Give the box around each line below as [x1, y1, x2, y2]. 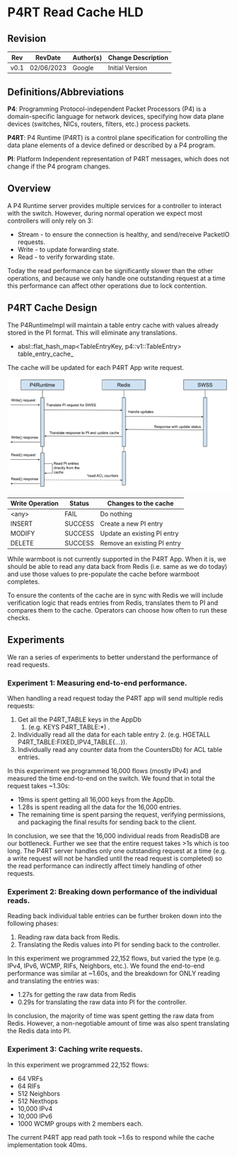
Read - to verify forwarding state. [17, 253, 115, 261]
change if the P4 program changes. [7, 162, 111, 170]
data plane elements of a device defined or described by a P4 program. [7, 141, 216, 149]
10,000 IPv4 [17, 1104, 53, 1113]
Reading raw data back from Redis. [17, 933, 120, 942]
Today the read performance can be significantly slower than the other [7, 266, 214, 274]
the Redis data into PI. [7, 1027, 71, 1035]
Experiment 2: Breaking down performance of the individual [7, 886, 218, 896]
